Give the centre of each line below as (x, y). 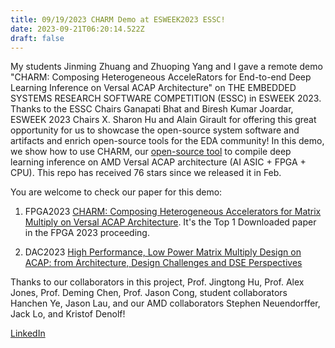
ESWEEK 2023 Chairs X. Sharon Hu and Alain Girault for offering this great (163, 120)
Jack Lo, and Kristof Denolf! (68, 314)
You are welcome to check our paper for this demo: (116, 192)
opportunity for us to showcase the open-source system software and (155, 130)
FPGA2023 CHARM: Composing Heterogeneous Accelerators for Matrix (173, 212)
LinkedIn (28, 333)
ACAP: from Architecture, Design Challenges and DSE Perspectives (163, 263)
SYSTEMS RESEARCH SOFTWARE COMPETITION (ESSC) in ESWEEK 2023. (166, 98)
